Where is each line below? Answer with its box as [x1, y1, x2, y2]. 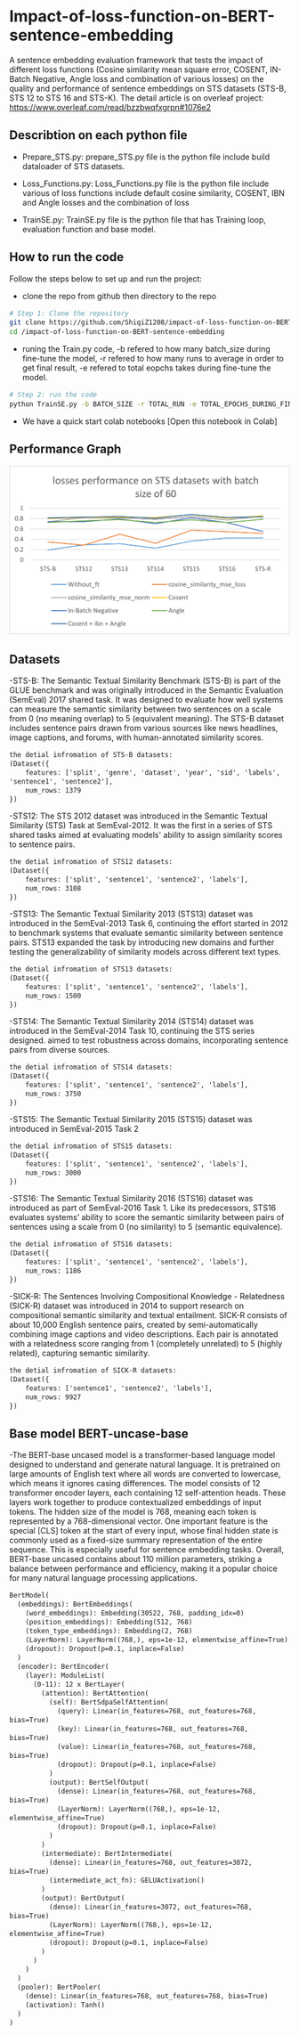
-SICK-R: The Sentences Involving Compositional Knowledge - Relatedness [9, 1291, 285, 1302]
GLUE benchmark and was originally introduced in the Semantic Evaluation [9, 685, 284, 696]
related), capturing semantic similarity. [9, 1347, 150, 1359]
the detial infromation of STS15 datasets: [9, 1142, 174, 1151]
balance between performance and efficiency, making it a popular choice [9, 1563, 278, 1574]
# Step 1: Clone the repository [9, 309, 129, 318]
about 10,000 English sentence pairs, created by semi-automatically [9, 1320, 258, 1331]
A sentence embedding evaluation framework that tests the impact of [9, 54, 264, 65]
